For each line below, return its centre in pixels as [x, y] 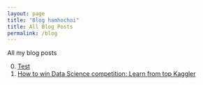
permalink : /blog [32, 33]
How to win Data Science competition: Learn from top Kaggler [107, 74]
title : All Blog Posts [40, 26]
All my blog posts [32, 53]
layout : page [26, 14]
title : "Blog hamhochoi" [43, 20]
